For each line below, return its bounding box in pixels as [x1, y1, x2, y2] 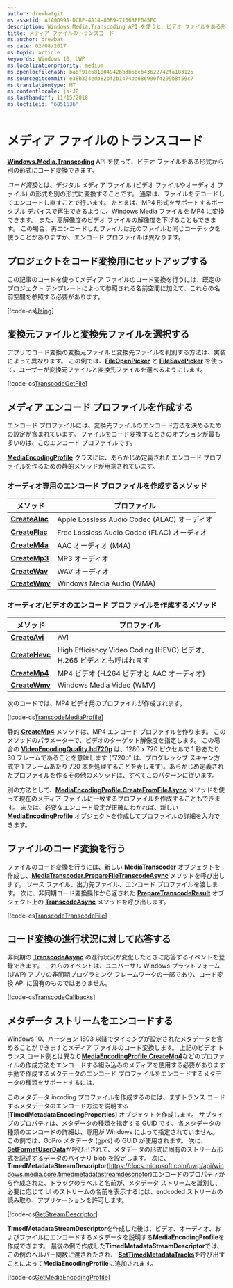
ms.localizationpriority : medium [7, 62, 104, 69]
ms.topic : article [7, 49, 60, 56]
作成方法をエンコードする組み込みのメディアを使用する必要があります [25, 1061, 226, 1069]
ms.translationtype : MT [7, 81, 76, 88]
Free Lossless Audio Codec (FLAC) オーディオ [57, 527, 208, 537]
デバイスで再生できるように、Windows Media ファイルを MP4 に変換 [26, 207, 225, 215]
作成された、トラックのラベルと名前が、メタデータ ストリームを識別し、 [12, 1179, 222, 1187]
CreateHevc [10, 650, 51, 659]
